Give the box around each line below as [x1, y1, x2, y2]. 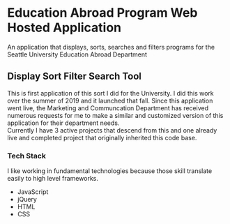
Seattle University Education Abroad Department [7, 50, 148, 59]
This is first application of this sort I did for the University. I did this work [7, 89, 214, 97]
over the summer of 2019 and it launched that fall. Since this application [7, 96, 213, 105]
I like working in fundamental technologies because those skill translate [7, 167, 213, 175]
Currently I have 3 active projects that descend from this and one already [7, 126, 217, 134]
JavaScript [17, 188, 49, 196]
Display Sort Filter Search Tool [7, 70, 141, 82]
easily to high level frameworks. [7, 174, 99, 183]
